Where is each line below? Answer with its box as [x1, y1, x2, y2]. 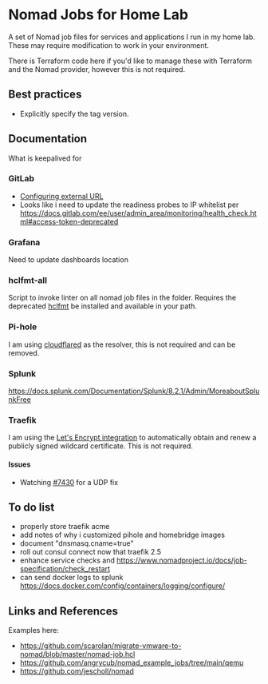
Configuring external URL [19, 191, 104, 201]
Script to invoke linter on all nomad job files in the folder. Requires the [8, 293, 237, 303]
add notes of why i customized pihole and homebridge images [19, 530, 226, 540]
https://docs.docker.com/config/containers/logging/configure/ [19, 581, 226, 591]
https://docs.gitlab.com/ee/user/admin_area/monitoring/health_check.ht [19, 208, 257, 217]
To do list [8, 500, 55, 514]
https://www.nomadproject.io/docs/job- [116, 555, 247, 565]
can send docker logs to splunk [19, 573, 124, 583]
